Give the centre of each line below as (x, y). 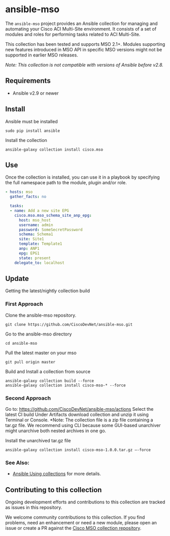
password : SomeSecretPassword (50, 230)
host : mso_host (35, 220)
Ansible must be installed (31, 121)
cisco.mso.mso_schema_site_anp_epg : (53, 215)
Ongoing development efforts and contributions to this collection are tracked (85, 502)
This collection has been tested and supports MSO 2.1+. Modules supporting (85, 44)
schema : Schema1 (36, 234)
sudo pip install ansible (32, 131)
